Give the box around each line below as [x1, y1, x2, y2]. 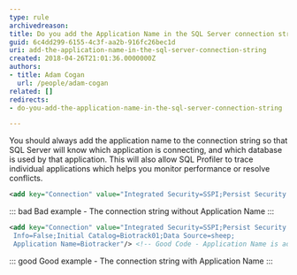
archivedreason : [9, 21, 69, 30]
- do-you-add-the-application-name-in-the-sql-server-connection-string [9, 103, 283, 112]
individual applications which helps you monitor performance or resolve [9, 164, 270, 174]
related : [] [9, 87, 53, 95]
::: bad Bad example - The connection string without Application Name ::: [9, 206, 275, 217]
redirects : [9, 95, 49, 104]
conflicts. [9, 173, 43, 184]
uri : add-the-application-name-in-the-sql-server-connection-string [9, 46, 267, 55]
